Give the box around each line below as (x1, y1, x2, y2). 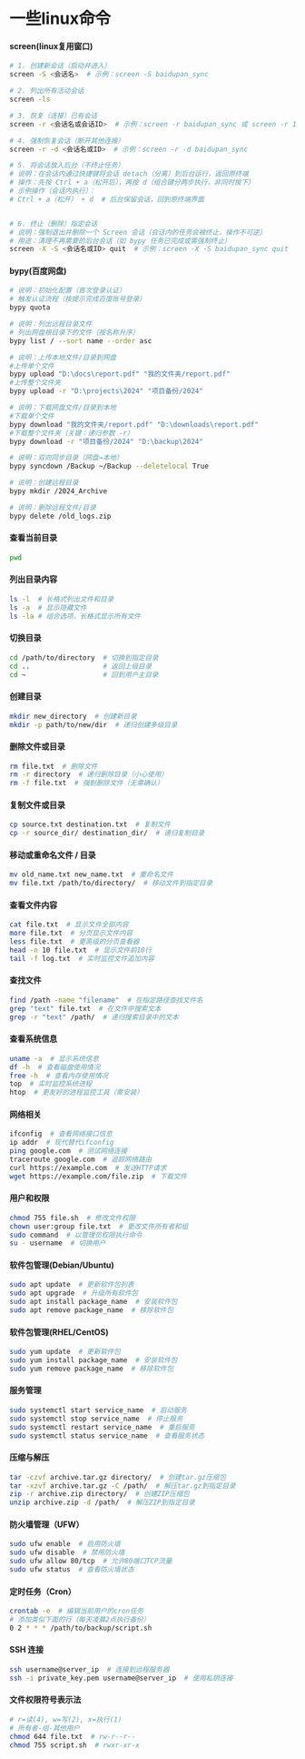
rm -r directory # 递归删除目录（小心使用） (9, 770, 168, 779)
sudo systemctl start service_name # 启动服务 (9, 1406, 188, 1415)
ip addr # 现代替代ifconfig (9, 1138, 114, 1147)
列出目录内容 (9, 574, 57, 585)
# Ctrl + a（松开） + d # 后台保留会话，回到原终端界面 (9, 195, 204, 204)
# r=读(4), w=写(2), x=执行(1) (9, 1714, 123, 1724)
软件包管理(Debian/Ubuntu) (9, 1259, 115, 1270)
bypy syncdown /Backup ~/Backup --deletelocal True (9, 461, 209, 471)
